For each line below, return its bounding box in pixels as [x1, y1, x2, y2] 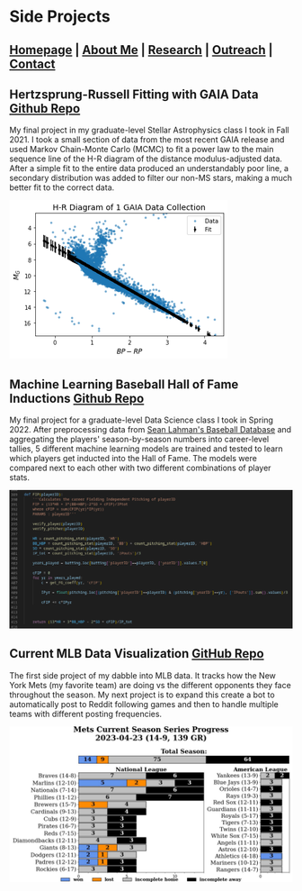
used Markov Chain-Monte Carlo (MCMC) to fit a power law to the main [9, 144, 274, 155]
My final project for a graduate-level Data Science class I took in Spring [9, 414, 274, 425]
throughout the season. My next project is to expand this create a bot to [9, 689, 276, 700]
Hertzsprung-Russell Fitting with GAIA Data [9, 86, 259, 102]
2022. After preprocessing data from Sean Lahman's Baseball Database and [9, 424, 292, 435]
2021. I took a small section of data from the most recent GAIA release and [9, 134, 285, 145]
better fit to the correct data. [9, 182, 115, 193]
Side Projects [9, 6, 111, 27]
